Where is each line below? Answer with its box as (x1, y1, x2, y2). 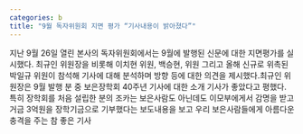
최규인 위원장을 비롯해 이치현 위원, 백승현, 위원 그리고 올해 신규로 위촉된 (35, 58, 289, 69)
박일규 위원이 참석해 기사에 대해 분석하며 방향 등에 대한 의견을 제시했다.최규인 (9, 69, 282, 81)
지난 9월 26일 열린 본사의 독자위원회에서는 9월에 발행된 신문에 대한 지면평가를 (9, 47, 285, 58)
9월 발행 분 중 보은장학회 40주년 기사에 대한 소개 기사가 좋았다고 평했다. (33, 81, 287, 92)
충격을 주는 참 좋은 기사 (9, 114, 92, 126)
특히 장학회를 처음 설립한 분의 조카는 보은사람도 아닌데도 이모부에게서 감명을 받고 (9, 92, 295, 103)
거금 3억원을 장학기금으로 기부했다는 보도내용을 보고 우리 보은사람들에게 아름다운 (9, 103, 295, 114)
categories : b (9, 13, 63, 22)
